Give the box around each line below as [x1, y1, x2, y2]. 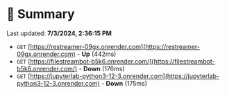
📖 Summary [6, 6, 75, 22]
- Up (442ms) [76, 50, 117, 58]
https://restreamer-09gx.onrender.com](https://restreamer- [30, 42, 201, 50]
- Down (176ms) [78, 64, 126, 73]
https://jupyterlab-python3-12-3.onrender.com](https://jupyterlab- [30, 72, 220, 80]
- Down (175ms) [101, 79, 147, 87]
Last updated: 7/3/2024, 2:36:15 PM [6, 29, 112, 37]
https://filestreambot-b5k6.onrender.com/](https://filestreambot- [30, 57, 215, 65]
